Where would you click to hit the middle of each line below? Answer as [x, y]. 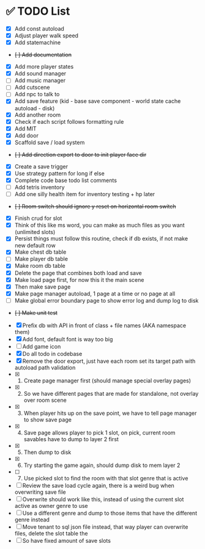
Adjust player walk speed [47, 36]
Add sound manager [40, 74]
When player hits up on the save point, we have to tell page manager [110, 413]
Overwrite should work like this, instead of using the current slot [103, 499]
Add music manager [40, 80]
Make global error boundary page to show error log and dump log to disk [106, 300]
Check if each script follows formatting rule [69, 121]
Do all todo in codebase [52, 354]
